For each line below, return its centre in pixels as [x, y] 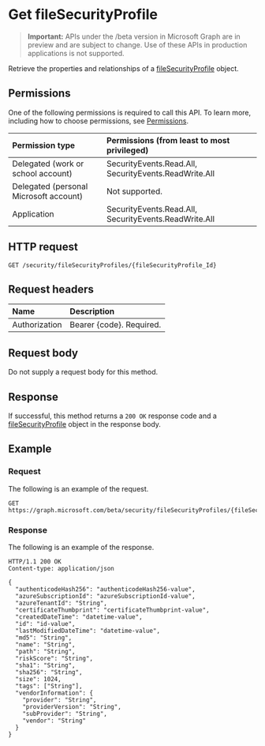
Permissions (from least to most [168, 140]
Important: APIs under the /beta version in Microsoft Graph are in [134, 36]
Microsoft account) [48, 196]
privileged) [127, 150]
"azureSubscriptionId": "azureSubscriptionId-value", [105, 596]
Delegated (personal [50, 186]
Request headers [51, 289]
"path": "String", [46, 651]
